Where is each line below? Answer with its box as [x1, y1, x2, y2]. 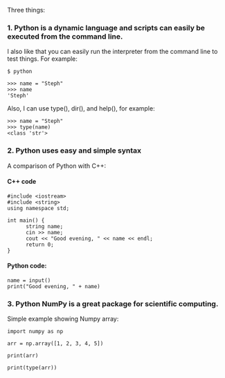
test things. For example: [7, 55, 78, 63]
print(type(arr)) [7, 364, 57, 372]
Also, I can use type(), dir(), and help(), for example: [7, 104, 155, 113]
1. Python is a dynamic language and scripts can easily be [7, 23, 206, 32]
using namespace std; [7, 205, 70, 211]
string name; [25, 223, 64, 230]
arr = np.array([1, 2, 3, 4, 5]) [7, 340, 104, 348]
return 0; [25, 241, 54, 248]
